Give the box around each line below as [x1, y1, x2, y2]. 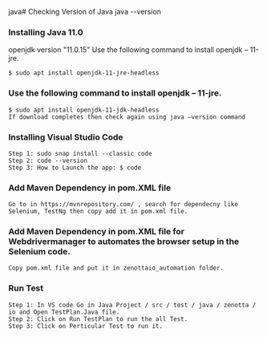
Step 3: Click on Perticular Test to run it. [8, 322, 163, 330]
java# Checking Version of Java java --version [8, 7, 162, 16]
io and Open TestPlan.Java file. [8, 308, 120, 316]
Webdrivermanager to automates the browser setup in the [8, 236, 240, 247]
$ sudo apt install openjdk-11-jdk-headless [8, 106, 160, 114]
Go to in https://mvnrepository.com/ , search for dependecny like [8, 201, 239, 209]
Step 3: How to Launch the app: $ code [8, 164, 142, 172]
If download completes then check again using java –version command [8, 112, 246, 121]
